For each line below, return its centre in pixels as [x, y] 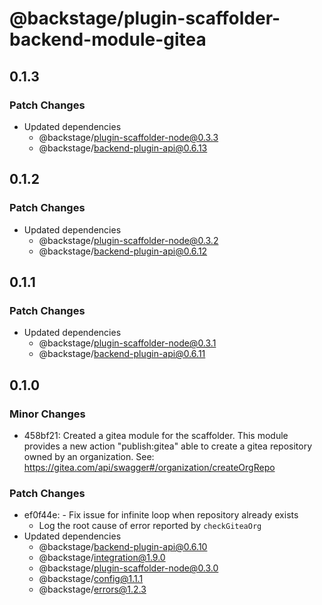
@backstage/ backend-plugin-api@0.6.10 [123, 547]
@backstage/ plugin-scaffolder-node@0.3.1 [127, 343]
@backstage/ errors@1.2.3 [92, 589]
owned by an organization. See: [89, 456]
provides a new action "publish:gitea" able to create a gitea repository [168, 446]
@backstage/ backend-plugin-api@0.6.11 [122, 354]
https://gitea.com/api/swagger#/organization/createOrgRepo [149, 467]
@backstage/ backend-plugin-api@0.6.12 [123, 251]
